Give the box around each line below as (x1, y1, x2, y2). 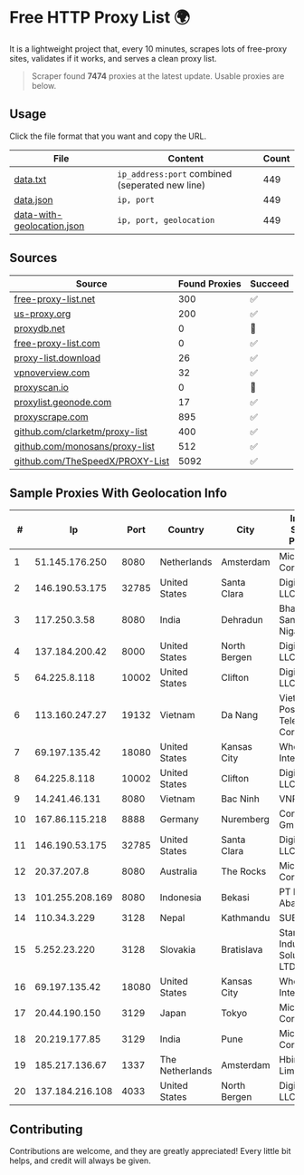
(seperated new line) (117, 179, 206, 191)
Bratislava (221, 944, 263, 957)
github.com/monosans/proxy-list (14, 440, 156, 452)
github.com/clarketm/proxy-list (14, 425, 147, 438)
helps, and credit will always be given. (9, 1155, 151, 1166)
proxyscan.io (14, 381, 70, 393)
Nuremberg (221, 813, 270, 826)
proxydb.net (14, 322, 66, 335)
